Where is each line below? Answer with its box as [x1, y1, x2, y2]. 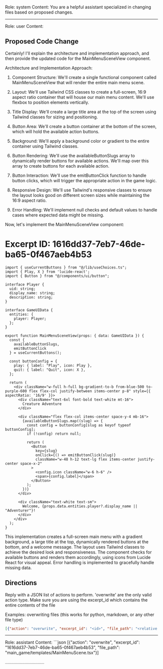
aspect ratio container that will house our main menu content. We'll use [12, 94, 154, 100]
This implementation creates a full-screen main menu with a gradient [5, 534, 143, 539]
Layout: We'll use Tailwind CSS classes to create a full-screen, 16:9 [12, 89, 147, 95]
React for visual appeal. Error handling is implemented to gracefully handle [5, 559, 154, 565]
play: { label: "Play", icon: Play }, [14, 363, 92, 368]
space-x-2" [20, 461, 42, 466]
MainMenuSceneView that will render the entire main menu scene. [12, 79, 145, 85]
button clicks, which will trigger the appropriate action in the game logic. [12, 177, 157, 183]
